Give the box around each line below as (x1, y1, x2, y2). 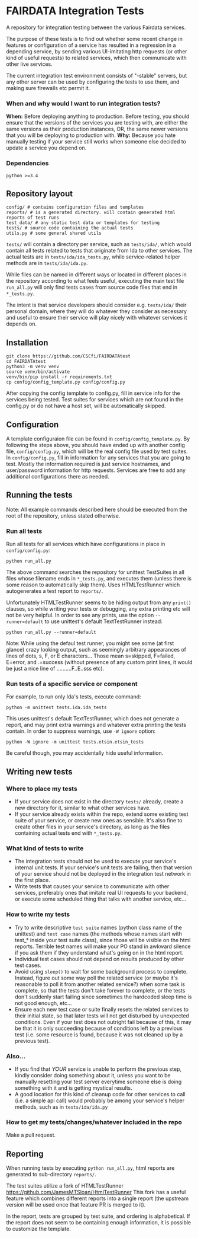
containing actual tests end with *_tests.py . (14, 829, 122, 837)
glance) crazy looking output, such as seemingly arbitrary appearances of (6, 646, 187, 653)
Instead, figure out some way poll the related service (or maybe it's (14, 974, 178, 981)
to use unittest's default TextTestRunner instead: (44, 618, 163, 625)
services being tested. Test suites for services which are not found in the (6, 396, 184, 403)
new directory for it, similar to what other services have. (14, 805, 151, 812)
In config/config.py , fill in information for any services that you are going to (6, 454, 191, 461)
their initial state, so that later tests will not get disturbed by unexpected (14, 1012, 189, 1019)
